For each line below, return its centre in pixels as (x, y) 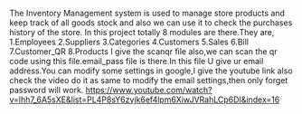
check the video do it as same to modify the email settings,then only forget (149, 80)
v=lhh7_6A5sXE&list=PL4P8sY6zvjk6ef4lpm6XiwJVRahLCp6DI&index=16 (145, 100)
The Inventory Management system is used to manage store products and (147, 13)
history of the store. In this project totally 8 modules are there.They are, (142, 32)
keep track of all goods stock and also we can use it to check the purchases (151, 23)
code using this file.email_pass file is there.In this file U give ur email (137, 61)
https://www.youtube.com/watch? (149, 90)
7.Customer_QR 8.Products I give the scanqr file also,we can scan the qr (143, 52)
